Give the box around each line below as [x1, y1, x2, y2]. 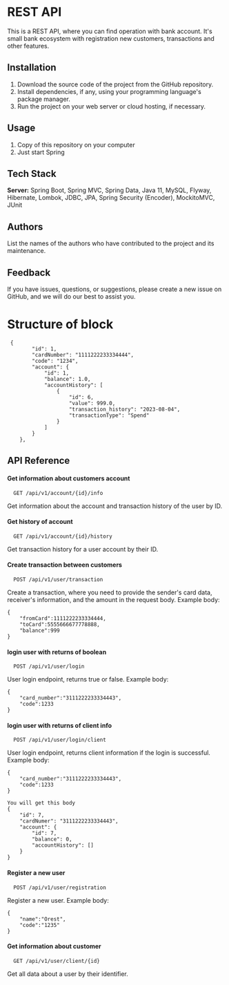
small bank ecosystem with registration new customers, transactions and [7, 34, 215, 42]
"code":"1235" [19, 921, 60, 928]
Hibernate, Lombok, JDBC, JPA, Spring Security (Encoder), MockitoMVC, [7, 194, 215, 202]
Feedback [7, 267, 51, 279]
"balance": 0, [32, 836, 72, 843]
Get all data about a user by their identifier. [7, 969, 129, 978]
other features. [7, 41, 50, 50]
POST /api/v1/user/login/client [13, 737, 107, 744]
